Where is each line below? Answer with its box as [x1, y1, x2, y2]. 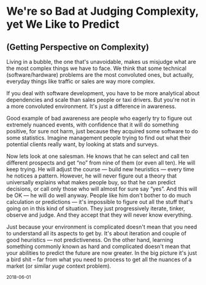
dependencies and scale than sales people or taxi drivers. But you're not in [6, 96, 196, 103]
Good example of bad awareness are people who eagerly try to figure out [6, 115, 192, 122]
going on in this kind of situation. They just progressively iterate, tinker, [6, 205, 185, 212]
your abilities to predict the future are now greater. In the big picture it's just [6, 249, 197, 256]
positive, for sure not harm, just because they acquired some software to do [6, 128, 198, 135]
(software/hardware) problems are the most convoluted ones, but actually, [6, 71, 194, 78]
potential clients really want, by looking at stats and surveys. [6, 141, 159, 148]
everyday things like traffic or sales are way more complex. [6, 78, 155, 85]
